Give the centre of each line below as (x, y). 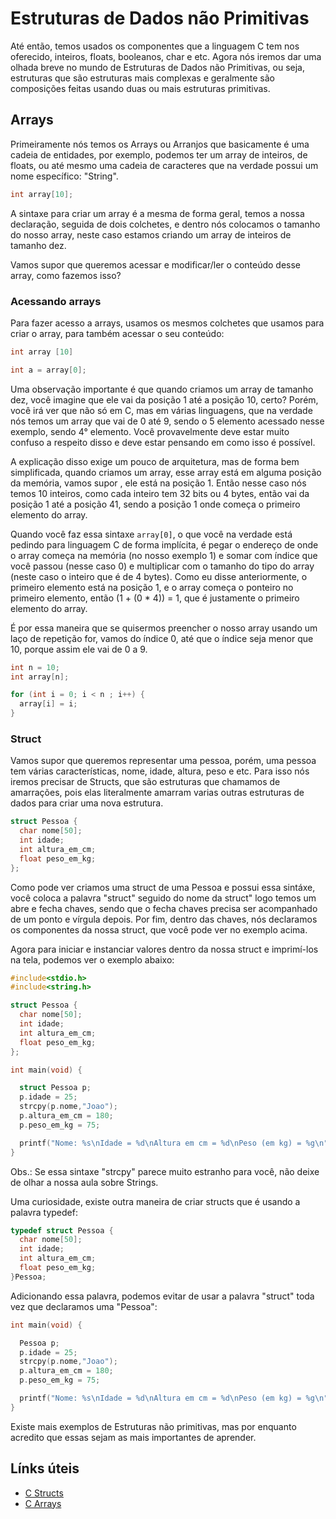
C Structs (44, 1493)
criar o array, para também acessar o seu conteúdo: (117, 333)
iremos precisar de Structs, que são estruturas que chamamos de (145, 782)
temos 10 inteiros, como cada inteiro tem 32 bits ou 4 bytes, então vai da (160, 493)
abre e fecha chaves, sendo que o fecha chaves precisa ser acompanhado (164, 908)
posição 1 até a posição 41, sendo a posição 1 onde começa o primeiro (155, 504)
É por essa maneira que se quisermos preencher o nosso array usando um (164, 628)
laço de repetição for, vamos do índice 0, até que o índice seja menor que (162, 638)
